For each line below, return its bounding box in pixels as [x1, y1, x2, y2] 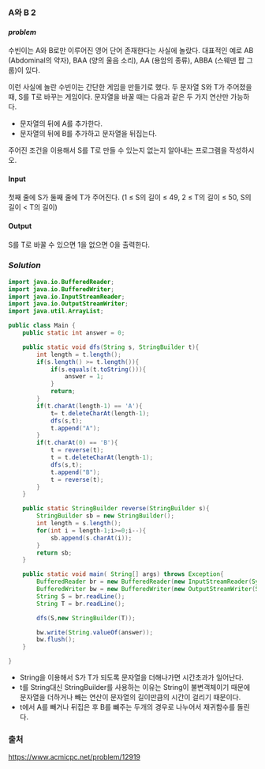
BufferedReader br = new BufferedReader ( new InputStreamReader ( [36, 578, 252, 586]
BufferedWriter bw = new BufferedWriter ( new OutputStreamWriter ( [36, 585, 256, 593]
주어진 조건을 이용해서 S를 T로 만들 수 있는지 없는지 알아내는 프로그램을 [8, 146, 227, 155]
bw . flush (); [36, 635, 77, 644]
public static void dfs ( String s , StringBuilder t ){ [22, 343, 200, 351]
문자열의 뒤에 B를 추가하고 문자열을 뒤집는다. [19, 129, 158, 138]
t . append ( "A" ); [50, 424, 101, 432]
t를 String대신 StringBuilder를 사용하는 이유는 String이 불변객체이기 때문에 [19, 683, 251, 692]
